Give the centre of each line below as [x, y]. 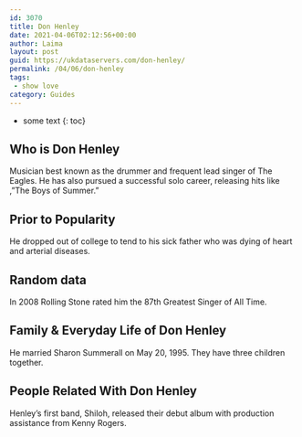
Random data [48, 280]
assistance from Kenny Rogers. [68, 422]
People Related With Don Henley [104, 391]
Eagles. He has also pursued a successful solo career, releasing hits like [145, 181]
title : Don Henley [44, 27]
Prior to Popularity [62, 219]
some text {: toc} [54, 121]
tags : [20, 78]
